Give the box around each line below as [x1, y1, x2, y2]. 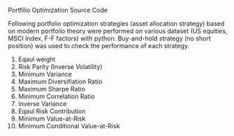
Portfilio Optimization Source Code [8, 6, 108, 14]
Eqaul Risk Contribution [17, 107, 86, 115]
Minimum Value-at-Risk [17, 114, 86, 123]
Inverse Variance [17, 100, 67, 107]
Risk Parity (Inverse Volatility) [17, 63, 103, 70]
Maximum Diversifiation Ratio [17, 77, 103, 86]
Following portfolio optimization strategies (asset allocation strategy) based [8, 20, 225, 27]
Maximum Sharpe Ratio [17, 85, 86, 93]
